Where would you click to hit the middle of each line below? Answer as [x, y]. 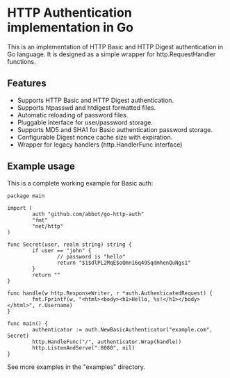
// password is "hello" [91, 256]
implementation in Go [71, 27]
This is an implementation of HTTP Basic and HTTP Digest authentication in [115, 47]
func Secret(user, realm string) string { [69, 245]
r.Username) [55, 305]
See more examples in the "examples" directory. [76, 367]
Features [27, 84]
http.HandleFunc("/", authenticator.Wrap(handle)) [107, 342]
